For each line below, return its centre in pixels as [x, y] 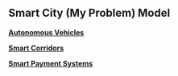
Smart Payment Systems [51, 63]
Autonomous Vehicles [46, 32]
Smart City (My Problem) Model [89, 13]
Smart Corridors [36, 48]
